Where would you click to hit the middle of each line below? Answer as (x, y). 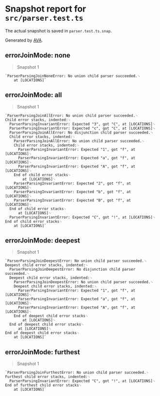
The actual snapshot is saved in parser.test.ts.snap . (58, 30)
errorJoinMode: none (38, 55)
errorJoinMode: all (33, 95)
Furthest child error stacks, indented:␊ (48, 377)
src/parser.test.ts (44, 18)
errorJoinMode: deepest (43, 240)
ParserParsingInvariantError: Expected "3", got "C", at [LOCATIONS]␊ (83, 124)
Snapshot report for (46, 9)
